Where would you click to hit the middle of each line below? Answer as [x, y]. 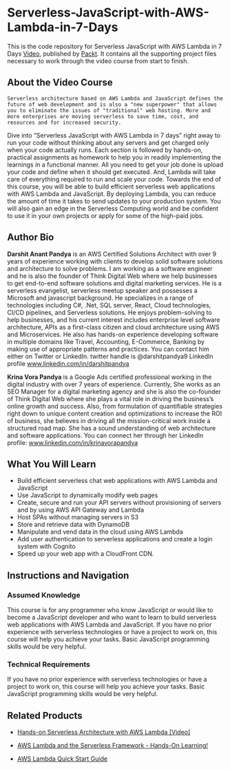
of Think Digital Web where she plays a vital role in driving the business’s [111, 399]
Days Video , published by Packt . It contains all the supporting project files [112, 54]
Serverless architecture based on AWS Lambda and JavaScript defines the [115, 98]
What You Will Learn [52, 464]
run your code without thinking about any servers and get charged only [108, 142]
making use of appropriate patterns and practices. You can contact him [108, 349]
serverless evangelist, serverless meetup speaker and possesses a [102, 290]
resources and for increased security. [64, 122]
